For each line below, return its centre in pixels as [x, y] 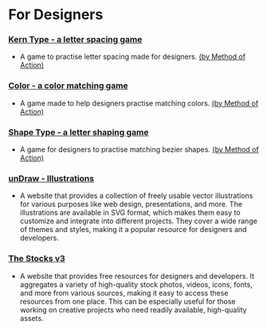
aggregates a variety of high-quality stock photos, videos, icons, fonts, [136, 284]
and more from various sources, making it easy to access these [124, 292]
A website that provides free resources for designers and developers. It [137, 276]
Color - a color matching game [69, 86]
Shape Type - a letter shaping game [79, 132]
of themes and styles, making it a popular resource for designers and [133, 230]
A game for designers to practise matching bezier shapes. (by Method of [139, 149]
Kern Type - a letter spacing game [75, 40]
